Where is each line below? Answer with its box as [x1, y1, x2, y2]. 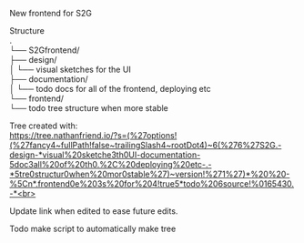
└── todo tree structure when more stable [9, 103, 168, 113]
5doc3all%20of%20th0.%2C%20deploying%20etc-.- [9, 159, 212, 169]
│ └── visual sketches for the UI [9, 64, 132, 75]
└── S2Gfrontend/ [9, 45, 80, 56]
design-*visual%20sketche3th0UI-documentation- [9, 149, 201, 160]
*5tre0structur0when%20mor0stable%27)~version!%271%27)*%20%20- [9, 168, 290, 179]
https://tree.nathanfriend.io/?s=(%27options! [9, 130, 177, 140]
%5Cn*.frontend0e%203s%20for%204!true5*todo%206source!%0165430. [9, 178, 294, 189]
